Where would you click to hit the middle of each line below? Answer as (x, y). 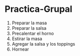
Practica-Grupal (39, 9)
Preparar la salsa (29, 28)
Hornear (20, 49)
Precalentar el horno (33, 33)
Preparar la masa (29, 23)
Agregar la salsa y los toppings (43, 44)
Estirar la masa (27, 39)
